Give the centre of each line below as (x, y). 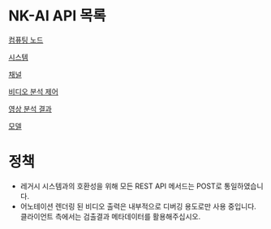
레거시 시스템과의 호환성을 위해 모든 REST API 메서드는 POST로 (121, 186)
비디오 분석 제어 (34, 91)
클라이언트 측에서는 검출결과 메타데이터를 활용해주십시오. (110, 216)
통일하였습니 (244, 186)
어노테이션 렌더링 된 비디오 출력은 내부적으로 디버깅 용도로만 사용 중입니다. (138, 206)
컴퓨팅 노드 (26, 40)
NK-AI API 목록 (57, 16)
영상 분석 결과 (30, 109)
